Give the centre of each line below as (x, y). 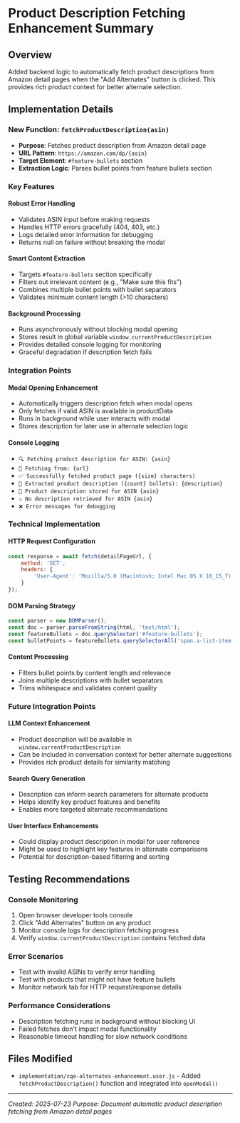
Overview (30, 55)
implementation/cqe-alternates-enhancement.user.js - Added (110, 1076)
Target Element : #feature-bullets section (80, 160)
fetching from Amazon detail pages (60, 1112)
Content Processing (38, 657)
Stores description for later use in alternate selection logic (103, 426)
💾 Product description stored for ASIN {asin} (89, 491)
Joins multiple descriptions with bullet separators (90, 680)
